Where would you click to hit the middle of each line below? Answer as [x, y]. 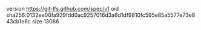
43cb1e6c [19, 21]
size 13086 [46, 21]
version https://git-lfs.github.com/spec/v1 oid [63, 9]
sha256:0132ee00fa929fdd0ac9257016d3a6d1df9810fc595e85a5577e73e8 [101, 15]
